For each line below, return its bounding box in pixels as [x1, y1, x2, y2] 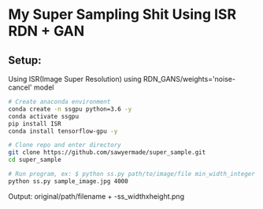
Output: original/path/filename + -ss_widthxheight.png [8, 191, 185, 201]
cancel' [8, 82, 33, 92]
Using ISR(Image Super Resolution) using [8, 75, 142, 83]
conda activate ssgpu [8, 112, 80, 120]
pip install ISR [8, 119, 61, 127]
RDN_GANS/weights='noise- [143, 75, 236, 83]
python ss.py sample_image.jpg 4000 [8, 177, 128, 185]
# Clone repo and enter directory [8, 141, 122, 149]
